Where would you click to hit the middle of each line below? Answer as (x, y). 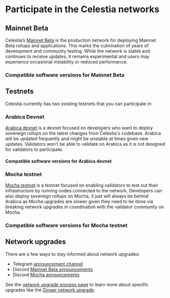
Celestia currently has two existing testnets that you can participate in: (79, 104)
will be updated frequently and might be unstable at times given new (77, 139)
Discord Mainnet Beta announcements (53, 269)
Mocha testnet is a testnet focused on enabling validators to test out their (82, 185)
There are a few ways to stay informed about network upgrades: (73, 254)
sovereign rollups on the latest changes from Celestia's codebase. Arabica (83, 134)
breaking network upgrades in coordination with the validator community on (85, 207)
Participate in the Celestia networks (82, 9)
